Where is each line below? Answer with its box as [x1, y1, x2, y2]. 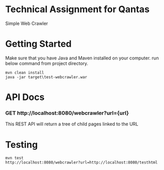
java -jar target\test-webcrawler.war [5, 75, 87, 80]
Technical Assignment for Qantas [5, 4, 150, 15]
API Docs [5, 91, 45, 103]
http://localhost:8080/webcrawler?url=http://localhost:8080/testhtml [5, 160, 158, 165]
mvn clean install [5, 70, 44, 75]
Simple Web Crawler [5, 20, 48, 26]
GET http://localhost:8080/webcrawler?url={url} [5, 109, 129, 116]
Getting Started [5, 38, 72, 50]
